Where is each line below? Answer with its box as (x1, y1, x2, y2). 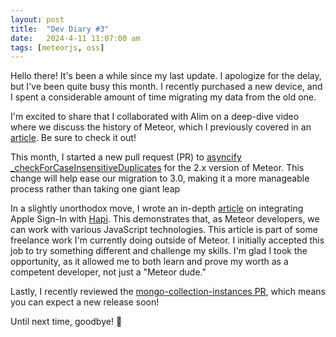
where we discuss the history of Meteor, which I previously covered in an (10, 121, 312, 133)
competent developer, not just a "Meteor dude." (10, 266, 207, 278)
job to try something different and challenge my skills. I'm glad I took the (10, 245, 308, 257)
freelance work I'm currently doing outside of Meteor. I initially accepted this (10, 234, 325, 246)
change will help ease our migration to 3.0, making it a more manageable (10, 172, 310, 185)
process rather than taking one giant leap (10, 183, 181, 195)
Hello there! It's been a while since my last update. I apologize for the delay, (10, 70, 322, 82)
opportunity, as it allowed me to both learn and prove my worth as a (10, 256, 289, 268)
